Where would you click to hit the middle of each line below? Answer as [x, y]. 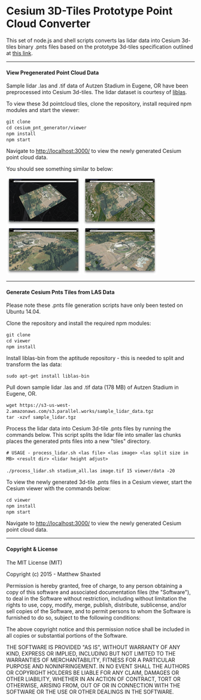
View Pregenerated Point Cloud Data [53, 73]
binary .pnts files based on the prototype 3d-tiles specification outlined [105, 47]
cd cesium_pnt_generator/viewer [46, 128]
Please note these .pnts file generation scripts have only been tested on [95, 305]
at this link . [19, 53]
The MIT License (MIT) [34, 562]
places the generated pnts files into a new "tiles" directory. [79, 441]
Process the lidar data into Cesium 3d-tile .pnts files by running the [89, 429]
